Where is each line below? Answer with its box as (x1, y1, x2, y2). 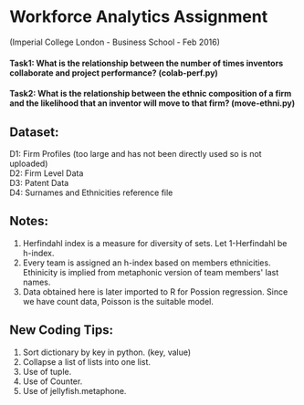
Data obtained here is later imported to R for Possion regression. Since (22, 286, 288, 297)
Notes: (9, 213, 48, 229)
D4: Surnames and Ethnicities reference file (9, 187, 173, 198)
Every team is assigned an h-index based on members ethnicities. (22, 257, 271, 268)
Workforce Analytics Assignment (9, 6, 268, 27)
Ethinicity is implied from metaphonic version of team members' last (22, 266, 279, 277)
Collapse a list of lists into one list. (22, 356, 152, 367)
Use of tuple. (22, 366, 72, 377)
